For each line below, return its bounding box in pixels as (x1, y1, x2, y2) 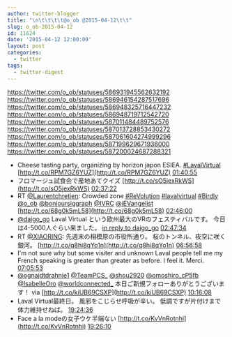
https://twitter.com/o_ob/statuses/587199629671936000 (7, 140, 170, 148)
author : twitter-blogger (7, 10, 79, 17)
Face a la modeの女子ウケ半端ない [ (17, 314, 121, 322)
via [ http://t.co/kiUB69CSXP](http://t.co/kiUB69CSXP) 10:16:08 (31, 287, 212, 297)
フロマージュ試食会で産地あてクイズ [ (17, 176, 125, 185)
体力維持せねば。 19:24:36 (17, 305, 93, 314)
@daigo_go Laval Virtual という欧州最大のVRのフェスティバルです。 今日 (17, 214, 226, 223)
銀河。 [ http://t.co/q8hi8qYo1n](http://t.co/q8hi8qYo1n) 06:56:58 (17, 241, 202, 249)
